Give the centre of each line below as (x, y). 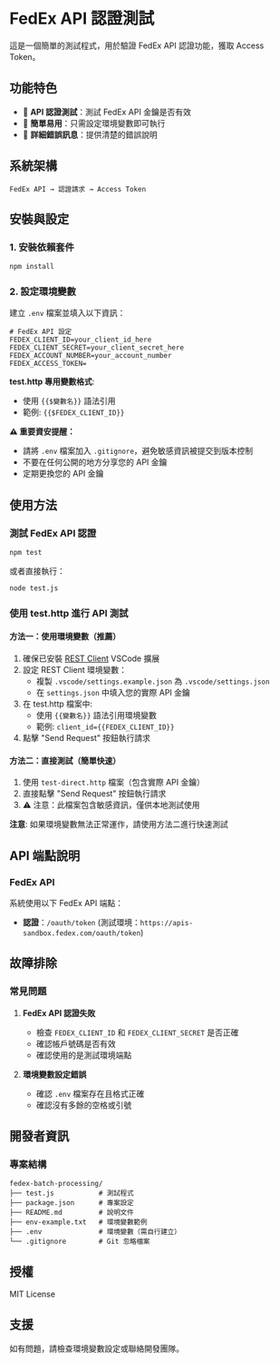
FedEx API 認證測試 (82, 19)
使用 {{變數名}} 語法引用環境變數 (96, 715)
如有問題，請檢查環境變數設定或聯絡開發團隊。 (96, 1348)
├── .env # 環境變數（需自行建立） (95, 1232)
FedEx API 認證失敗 (59, 1012)
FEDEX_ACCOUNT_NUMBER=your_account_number (91, 356)
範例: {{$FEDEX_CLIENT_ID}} (73, 412)
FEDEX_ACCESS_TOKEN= (48, 364)
